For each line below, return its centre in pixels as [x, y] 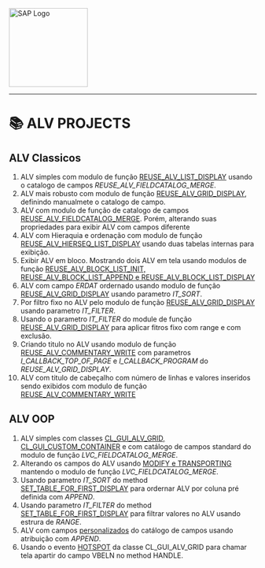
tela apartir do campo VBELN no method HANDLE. [102, 555]
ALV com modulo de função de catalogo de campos [105, 210]
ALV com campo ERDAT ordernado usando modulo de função [120, 286]
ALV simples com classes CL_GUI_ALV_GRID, [93, 438]
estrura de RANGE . [51, 522]
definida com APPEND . [57, 496]
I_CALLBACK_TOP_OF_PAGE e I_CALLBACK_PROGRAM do [114, 361]
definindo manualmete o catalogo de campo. [93, 202]
